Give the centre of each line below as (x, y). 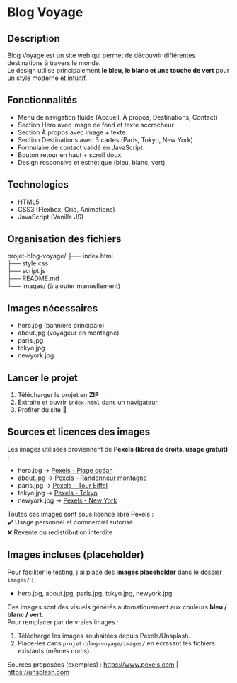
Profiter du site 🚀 (42, 410)
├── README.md (33, 279)
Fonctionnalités (42, 100)
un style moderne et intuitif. (47, 78)
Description (34, 39)
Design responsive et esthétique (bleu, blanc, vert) (91, 162)
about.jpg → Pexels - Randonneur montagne (82, 478)
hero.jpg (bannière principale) (61, 326)
